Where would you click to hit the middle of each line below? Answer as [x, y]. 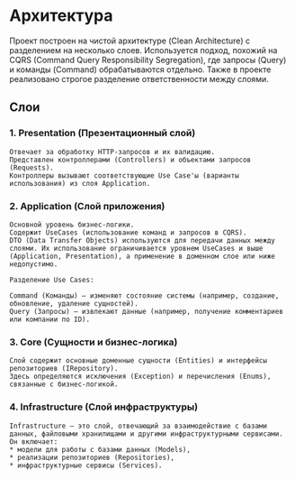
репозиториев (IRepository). [64, 369]
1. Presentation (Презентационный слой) [103, 134]
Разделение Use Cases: [52, 280]
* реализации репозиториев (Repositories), [92, 457]
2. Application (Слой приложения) [87, 206]
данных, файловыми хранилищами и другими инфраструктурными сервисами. [146, 434]
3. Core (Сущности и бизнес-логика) [94, 342]
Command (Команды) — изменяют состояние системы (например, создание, [144, 295]
